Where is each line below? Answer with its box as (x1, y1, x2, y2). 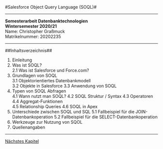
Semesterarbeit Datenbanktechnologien (5, 18, 88, 24)
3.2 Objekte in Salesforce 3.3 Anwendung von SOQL (12, 83, 117, 89)
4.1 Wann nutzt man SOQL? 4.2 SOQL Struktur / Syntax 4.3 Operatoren (12, 93, 153, 99)
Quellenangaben (12, 124, 45, 130)
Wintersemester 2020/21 (5, 23, 57, 29)
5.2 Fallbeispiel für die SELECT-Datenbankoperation (54, 114, 158, 120)
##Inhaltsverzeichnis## (5, 48, 52, 53)
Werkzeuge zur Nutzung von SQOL (12, 119, 82, 125)
